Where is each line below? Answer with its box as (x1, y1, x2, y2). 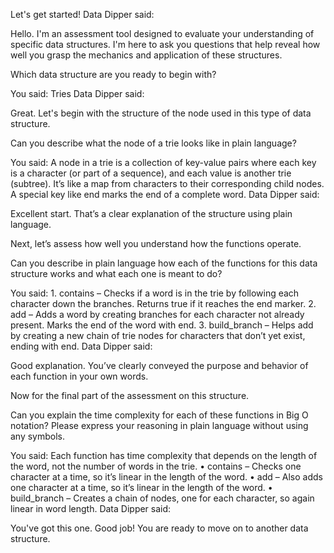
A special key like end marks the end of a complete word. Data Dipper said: (10, 189, 320, 200)
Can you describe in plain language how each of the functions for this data (10, 257, 318, 269)
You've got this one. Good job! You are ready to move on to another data (10, 522, 309, 534)
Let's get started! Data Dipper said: (10, 9, 155, 20)
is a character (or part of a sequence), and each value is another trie (10, 167, 292, 179)
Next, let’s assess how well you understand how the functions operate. (10, 238, 302, 249)
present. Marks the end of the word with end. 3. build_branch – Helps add (10, 319, 314, 331)
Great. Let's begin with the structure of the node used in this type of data (10, 107, 312, 119)
